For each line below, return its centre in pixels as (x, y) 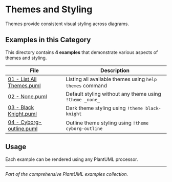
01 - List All (22, 79)
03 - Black (21, 107)
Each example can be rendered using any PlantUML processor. (72, 159)
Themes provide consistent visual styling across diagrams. (67, 24)
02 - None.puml (27, 96)
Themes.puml (24, 85)
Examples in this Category (48, 40)
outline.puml (23, 129)
